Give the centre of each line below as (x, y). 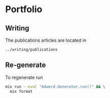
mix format (21, 91)
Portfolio (24, 9)
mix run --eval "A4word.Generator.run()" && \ (55, 87)
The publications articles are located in (46, 40)
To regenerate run (24, 77)
